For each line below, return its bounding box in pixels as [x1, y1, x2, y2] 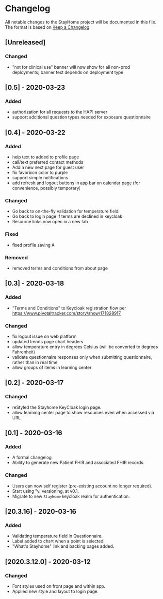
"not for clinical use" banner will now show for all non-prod [12, 64, 130, 70]
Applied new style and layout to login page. [12, 588, 98, 594]
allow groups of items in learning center [12, 364, 92, 370]
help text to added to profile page [12, 154, 79, 160]
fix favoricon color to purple [12, 170, 68, 175]
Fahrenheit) [12, 349, 35, 355]
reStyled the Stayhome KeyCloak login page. [12, 404, 102, 410]
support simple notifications [12, 175, 68, 180]
